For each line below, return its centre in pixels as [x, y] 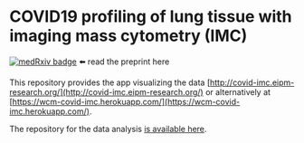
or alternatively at [238, 91]
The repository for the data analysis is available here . [108, 129]
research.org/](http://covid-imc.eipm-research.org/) [106, 91]
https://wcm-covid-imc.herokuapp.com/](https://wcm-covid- [126, 101]
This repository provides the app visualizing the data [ [110, 82]
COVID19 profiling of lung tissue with [151, 17]
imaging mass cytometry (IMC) [128, 36]
